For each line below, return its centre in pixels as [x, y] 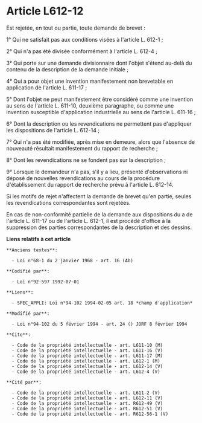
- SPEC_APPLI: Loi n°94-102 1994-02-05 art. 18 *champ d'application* [102, 303]
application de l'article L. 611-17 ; [47, 87]
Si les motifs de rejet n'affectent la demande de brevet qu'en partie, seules [99, 196]
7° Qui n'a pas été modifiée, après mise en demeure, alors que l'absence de [100, 142]
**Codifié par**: [28, 271]
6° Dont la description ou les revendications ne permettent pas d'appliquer [99, 124]
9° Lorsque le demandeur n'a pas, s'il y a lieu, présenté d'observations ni [97, 172]
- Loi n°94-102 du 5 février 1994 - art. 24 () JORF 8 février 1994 [99, 324]
